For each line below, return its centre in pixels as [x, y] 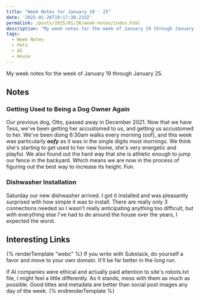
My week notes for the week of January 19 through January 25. [84, 73]
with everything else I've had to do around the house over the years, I [92, 214]
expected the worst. [31, 221]
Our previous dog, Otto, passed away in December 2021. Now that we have [99, 122]
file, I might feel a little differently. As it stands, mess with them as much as [98, 278]
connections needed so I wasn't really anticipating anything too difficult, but [100, 208]
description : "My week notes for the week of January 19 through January [100, 28]
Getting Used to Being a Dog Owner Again [68, 109]
